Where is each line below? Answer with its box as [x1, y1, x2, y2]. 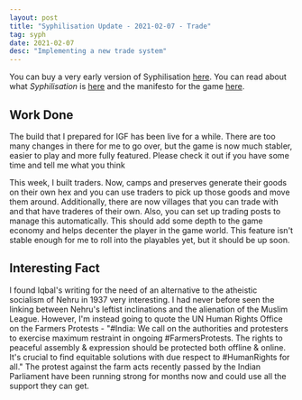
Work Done [9, 107, 74, 123]
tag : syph [9, 30, 47, 39]
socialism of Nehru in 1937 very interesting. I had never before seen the [9, 294, 275, 305]
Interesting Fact [9, 260, 101, 276]
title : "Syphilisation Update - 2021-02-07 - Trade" [9, 22, 212, 31]
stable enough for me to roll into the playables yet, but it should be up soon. [9, 234, 290, 245]
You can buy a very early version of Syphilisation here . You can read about [9, 71, 287, 82]
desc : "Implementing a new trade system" [9, 47, 168, 56]
